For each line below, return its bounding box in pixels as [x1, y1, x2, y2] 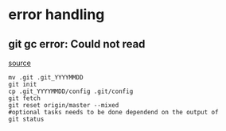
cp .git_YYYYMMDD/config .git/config [8, 87, 134, 95]
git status [8, 115, 45, 123]
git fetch [8, 94, 41, 102]
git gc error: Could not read [8, 37, 146, 51]
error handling [8, 6, 105, 24]
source [8, 58, 32, 67]
